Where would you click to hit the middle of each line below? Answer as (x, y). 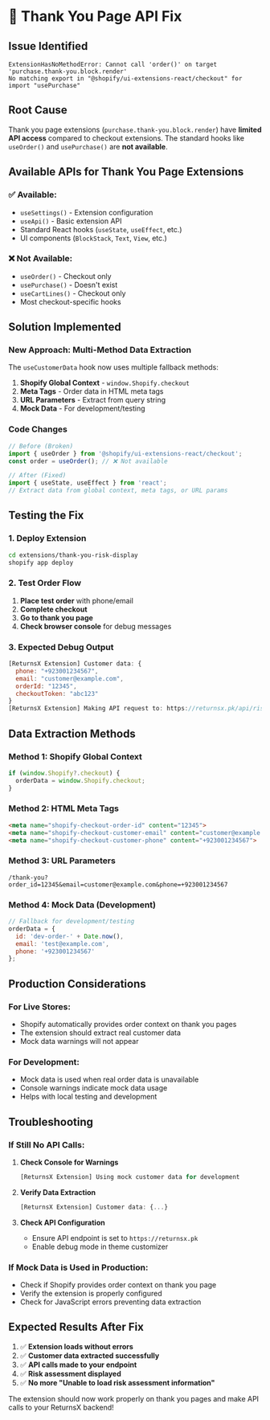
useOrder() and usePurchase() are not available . (88, 146)
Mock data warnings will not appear (79, 1041)
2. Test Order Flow (45, 583)
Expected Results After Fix (76, 1327)
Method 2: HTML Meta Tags (63, 808)
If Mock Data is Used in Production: (78, 1267)
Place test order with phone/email (77, 600)
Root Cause (38, 110)
